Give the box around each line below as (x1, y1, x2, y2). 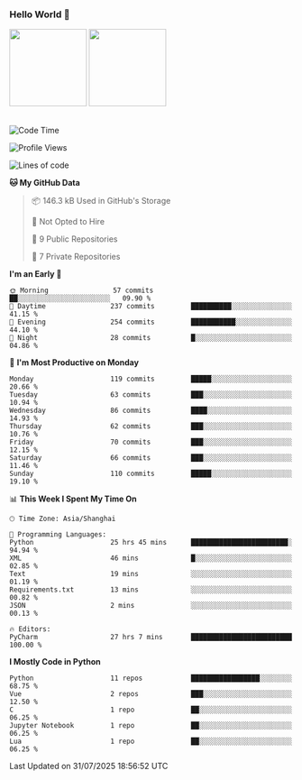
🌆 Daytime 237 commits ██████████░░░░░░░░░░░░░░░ (9, 302, 293, 311)
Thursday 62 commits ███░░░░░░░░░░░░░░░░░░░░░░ (9, 422, 293, 431)
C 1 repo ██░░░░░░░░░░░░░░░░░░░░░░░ (9, 705, 293, 715)
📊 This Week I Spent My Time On (9, 493, 137, 504)
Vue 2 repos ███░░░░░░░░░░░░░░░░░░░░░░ (9, 690, 293, 699)
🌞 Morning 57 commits (9, 286, 154, 296)
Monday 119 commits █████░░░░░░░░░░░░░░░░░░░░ (9, 374, 293, 384)
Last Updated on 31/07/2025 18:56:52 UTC (9, 761, 169, 772)
